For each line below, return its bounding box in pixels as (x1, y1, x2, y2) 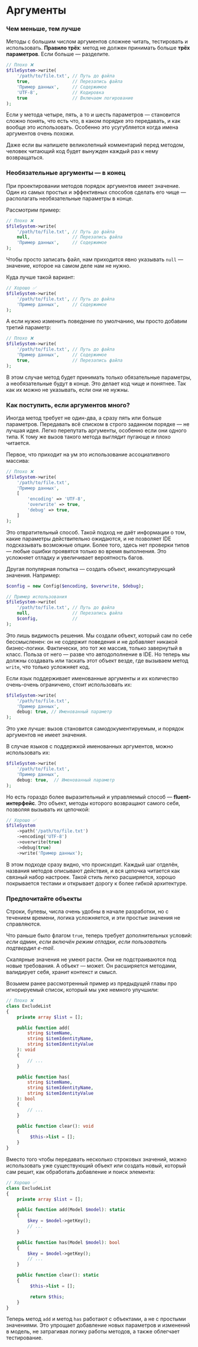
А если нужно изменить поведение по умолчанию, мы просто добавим (6, 317, 187, 325)
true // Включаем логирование (17, 95, 134, 101)
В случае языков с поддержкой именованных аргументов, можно (6, 743, 173, 750)
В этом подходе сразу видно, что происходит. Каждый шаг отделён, (6, 861, 179, 868)
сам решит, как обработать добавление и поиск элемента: (6, 1168, 155, 1175)
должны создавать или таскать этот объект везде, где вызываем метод (6, 657, 189, 664)
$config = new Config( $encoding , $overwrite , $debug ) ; (6, 583, 144, 589)
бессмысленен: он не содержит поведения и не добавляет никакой (6, 638, 178, 645)
